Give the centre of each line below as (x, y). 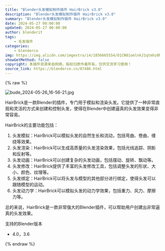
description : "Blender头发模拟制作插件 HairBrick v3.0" (61, 14)
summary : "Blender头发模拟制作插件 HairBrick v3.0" (56, 19)
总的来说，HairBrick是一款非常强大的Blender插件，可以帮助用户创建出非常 (80, 207)
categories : (17, 46)
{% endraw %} (20, 244)
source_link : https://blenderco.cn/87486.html (54, 69)
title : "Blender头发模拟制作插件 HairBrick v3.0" (54, 10)
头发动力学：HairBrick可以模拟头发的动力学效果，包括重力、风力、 (80, 191)
